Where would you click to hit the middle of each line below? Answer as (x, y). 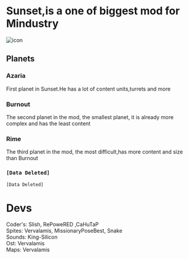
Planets (21, 59)
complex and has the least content (48, 123)
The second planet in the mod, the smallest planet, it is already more (90, 117)
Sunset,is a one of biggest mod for (93, 11)
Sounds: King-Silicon (32, 237)
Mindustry (32, 24)
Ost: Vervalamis (26, 244)
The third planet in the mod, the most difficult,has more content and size (94, 152)
